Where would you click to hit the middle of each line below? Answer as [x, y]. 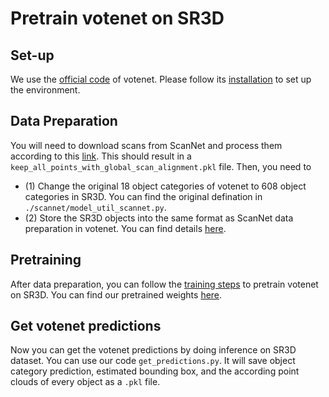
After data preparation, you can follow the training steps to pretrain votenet [164, 284]
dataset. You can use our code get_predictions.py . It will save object [153, 361]
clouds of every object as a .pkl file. [85, 382]
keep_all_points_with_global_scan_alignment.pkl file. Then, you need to [161, 166]
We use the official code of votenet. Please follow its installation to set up [161, 79]
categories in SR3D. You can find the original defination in [143, 196]
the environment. [45, 90]
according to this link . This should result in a [101, 156]
